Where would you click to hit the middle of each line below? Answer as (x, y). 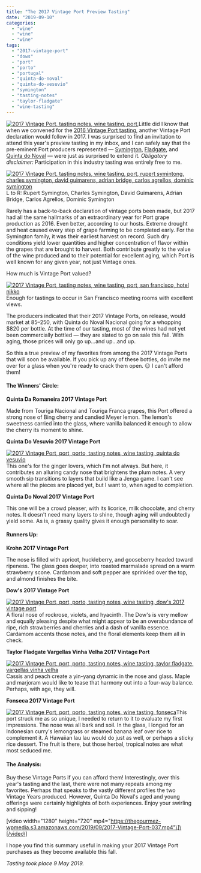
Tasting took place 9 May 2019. (45, 863)
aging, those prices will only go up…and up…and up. (71, 341)
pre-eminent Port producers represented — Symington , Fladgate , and (92, 149)
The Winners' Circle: (32, 386)
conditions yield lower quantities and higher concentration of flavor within (97, 242)
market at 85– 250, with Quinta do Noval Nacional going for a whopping (94, 322)
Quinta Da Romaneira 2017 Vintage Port (56, 399)
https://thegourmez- (136, 821)
